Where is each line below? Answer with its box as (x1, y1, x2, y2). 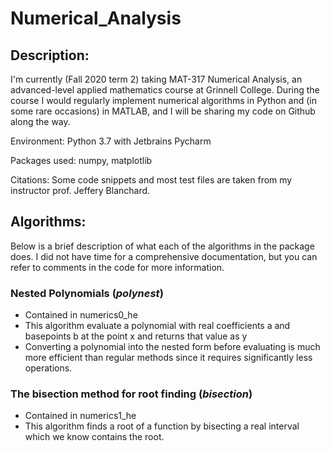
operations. (24, 362, 73, 374)
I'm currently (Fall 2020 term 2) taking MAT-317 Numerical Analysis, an (10, 73, 303, 85)
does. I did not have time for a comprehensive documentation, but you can (10, 250, 318, 262)
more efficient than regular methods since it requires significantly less (24, 352, 313, 364)
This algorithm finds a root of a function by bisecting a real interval (24, 420, 300, 432)
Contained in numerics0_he (24, 309, 138, 321)
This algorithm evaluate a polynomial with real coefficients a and (24, 320, 291, 332)
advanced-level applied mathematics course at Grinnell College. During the (10, 84, 320, 96)
